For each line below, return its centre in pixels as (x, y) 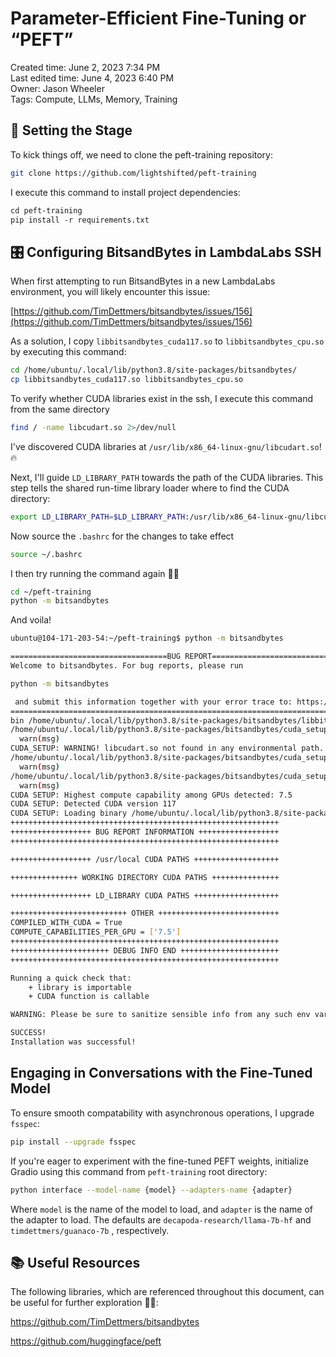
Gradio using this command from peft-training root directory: (139, 1171)
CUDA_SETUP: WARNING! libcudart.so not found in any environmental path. (167, 748)
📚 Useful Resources (75, 1262)
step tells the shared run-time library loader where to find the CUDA (150, 488)
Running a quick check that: (71, 978)
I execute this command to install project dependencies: (125, 192)
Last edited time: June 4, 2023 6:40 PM (92, 78)
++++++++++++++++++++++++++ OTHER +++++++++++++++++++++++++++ (145, 913)
